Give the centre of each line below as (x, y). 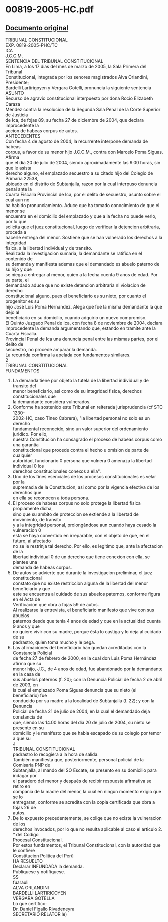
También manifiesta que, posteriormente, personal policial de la (78, 759)
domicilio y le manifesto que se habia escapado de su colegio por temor (87, 733)
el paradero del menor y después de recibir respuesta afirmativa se (82, 781)
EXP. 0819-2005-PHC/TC (31, 45)
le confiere (24, 850)
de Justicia (17, 115)
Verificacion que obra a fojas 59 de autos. (56, 605)
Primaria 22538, (22, 179)
